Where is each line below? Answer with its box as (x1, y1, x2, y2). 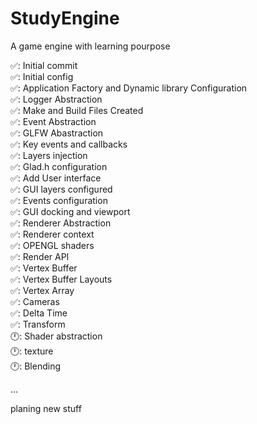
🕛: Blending (10, 360, 61, 372)
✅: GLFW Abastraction (10, 127, 104, 139)
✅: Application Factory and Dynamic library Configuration (10, 82, 248, 94)
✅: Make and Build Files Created (10, 104, 144, 116)
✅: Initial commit (10, 59, 78, 71)
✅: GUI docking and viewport (10, 205, 131, 217)
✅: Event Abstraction (10, 115, 97, 127)
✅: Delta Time (10, 307, 68, 319)
